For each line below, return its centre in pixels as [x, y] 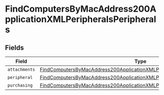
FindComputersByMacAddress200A [81, 9]
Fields [15, 47]
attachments [21, 69]
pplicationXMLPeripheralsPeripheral [81, 19]
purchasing [20, 85]
